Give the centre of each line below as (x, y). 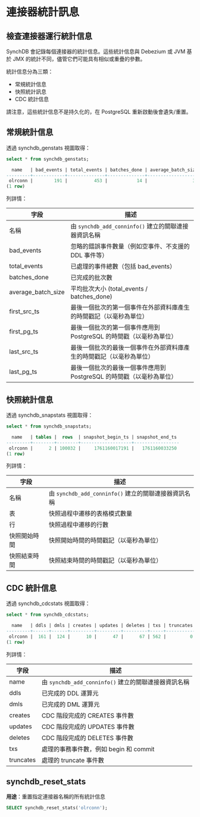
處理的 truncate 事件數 (73, 760)
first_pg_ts (24, 332)
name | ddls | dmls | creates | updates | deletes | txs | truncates (102, 626)
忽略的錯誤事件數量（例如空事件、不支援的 (130, 247)
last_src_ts (24, 352)
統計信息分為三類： (30, 71)
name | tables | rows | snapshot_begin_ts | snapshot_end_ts (94, 437)
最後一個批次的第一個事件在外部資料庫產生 (130, 307)
